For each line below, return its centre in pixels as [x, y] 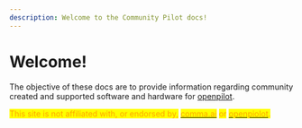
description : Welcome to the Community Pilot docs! [108, 17]
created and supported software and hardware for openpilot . [122, 96]
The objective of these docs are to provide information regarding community [151, 87]
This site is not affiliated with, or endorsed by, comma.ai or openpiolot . [140, 114]
